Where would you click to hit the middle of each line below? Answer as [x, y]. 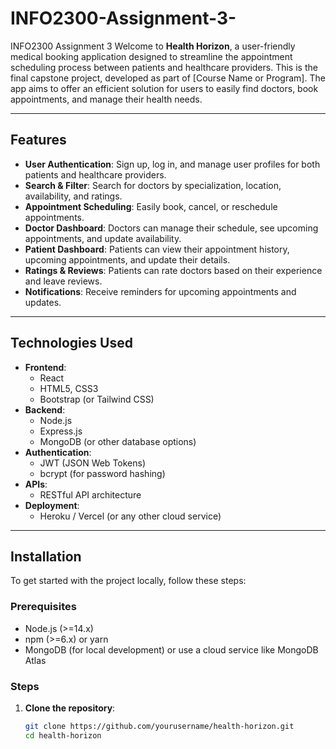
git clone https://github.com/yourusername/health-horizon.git [159, 726]
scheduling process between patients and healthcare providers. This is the [164, 67]
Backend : [45, 409]
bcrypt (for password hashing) [102, 473]
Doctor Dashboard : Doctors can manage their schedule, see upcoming [171, 228]
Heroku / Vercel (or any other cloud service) [130, 516]
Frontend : [45, 367]
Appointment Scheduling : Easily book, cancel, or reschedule [151, 206]
